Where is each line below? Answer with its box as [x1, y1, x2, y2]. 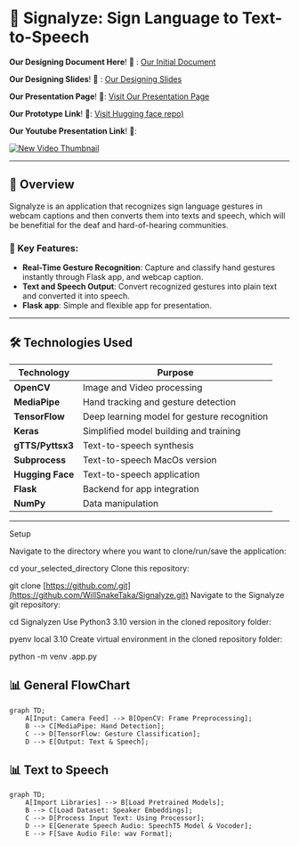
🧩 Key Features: [9, 242, 79, 254]
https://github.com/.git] [45, 579, 131, 591]
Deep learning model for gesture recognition [83, 410, 269, 423]
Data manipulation [83, 497, 158, 509]
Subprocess [13, 454, 67, 466]
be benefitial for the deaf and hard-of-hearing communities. [9, 219, 229, 230]
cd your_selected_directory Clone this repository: [9, 563, 190, 573]
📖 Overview [9, 177, 75, 193]
